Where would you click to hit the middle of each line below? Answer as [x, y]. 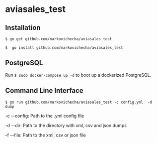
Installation [23, 28]
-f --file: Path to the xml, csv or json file [45, 135]
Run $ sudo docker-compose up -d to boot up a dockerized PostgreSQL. [78, 75]
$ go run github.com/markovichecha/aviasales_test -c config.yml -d [79, 102]
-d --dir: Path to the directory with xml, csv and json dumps [66, 125]
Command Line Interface [44, 91]
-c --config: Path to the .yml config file [45, 116]
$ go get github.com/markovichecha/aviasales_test [59, 39]
